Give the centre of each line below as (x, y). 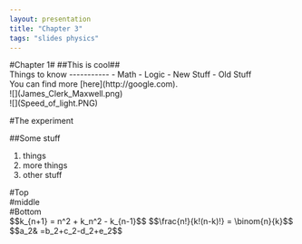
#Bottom (26, 211)
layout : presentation (50, 19)
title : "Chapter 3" (46, 28)
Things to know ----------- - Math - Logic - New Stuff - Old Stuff (131, 75)
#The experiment (42, 121)
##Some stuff (35, 138)
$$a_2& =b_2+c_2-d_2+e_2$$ (66, 231)
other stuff (42, 175)
